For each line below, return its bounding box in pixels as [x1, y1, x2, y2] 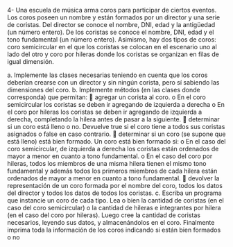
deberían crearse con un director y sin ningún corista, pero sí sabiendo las [7, 78, 220, 86]
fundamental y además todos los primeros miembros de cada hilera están [7, 167, 218, 175]
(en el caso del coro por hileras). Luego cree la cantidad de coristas [7, 211, 201, 219]
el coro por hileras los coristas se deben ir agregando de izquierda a [7, 108, 202, 116]
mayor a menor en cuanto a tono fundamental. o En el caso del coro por [7, 152, 213, 160]
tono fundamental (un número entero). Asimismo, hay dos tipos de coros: [7, 35, 216, 44]
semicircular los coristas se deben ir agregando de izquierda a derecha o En [7, 101, 225, 108]
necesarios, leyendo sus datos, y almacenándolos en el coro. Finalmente [7, 219, 215, 226]
